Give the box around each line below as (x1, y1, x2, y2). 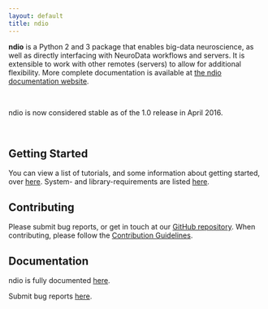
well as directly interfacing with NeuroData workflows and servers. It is (8, 50, 245, 60)
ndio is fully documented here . (8, 275, 111, 285)
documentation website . (8, 76, 89, 86)
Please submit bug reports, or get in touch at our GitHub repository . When (8, 222, 256, 232)
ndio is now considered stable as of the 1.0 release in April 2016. (8, 107, 223, 118)
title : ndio (8, 19, 49, 28)
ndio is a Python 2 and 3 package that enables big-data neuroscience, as (8, 41, 254, 51)
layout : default (8, 11, 63, 20)
